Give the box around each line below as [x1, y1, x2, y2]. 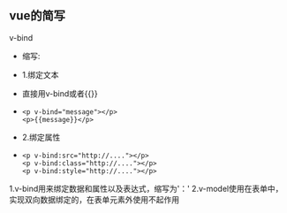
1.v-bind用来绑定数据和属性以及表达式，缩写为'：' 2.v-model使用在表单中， [9, 183, 283, 194]
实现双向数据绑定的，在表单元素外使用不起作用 [9, 194, 179, 205]
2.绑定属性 [21, 132, 61, 142]
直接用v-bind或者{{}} [21, 87, 99, 99]
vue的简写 [9, 8, 66, 24]
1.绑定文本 [21, 69, 59, 80]
